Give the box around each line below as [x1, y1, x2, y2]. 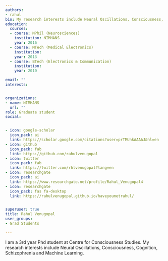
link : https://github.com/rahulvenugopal [10, 151, 98, 156]
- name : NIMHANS [5, 100, 39, 105]
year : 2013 [14, 54, 37, 59]
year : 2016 [14, 40, 37, 45]
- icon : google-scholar [5, 128, 55, 133]
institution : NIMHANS [14, 36, 60, 41]
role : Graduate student [5, 109, 55, 115]
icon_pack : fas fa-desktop [10, 188, 67, 194]
